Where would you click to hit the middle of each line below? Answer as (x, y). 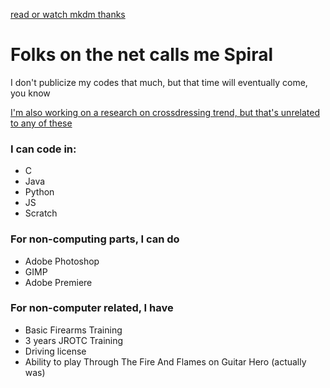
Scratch (41, 213)
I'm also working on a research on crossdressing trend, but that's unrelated (165, 112)
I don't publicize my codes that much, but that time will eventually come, (159, 82)
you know (30, 93)
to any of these (41, 123)
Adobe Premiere (58, 282)
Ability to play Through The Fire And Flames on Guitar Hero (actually (165, 361)
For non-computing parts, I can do (95, 239)
